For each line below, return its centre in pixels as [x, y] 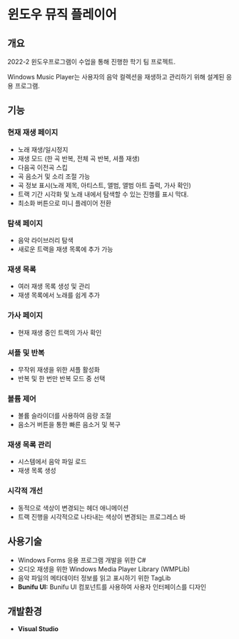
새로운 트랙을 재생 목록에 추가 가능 [65, 249]
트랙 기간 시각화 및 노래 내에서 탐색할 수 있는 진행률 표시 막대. [103, 194]
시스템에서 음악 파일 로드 [52, 462]
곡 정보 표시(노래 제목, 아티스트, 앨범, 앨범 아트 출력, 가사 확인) [104, 185]
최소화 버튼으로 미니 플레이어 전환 [65, 203]
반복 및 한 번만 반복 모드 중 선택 [61, 378]
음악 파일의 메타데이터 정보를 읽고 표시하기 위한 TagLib [94, 578]
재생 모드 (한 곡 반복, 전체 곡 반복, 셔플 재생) [79, 159]
